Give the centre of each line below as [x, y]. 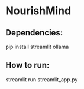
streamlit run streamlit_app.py [42, 79]
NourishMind [38, 11]
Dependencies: [34, 33]
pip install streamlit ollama [37, 47]
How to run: [28, 65]
